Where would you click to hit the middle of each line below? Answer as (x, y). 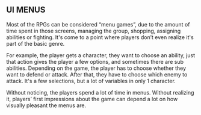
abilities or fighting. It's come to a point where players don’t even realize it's (100, 37)
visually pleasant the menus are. (46, 105)
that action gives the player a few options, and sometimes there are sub (95, 61)
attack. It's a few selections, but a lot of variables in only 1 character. (91, 81)
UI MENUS (26, 10)
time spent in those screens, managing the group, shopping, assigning (94, 31)
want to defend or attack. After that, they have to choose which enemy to (97, 74)
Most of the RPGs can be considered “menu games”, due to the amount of (98, 24)
